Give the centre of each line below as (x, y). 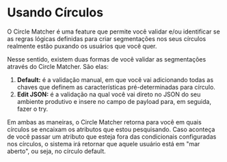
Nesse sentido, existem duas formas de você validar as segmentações (107, 59)
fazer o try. (32, 109)
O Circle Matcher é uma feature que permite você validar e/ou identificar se (113, 31)
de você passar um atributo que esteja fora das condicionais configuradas (112, 136)
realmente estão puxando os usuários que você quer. (82, 46)
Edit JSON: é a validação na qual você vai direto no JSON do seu (109, 94)
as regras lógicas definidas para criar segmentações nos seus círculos (107, 38)
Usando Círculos (55, 13)
